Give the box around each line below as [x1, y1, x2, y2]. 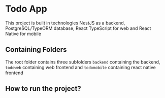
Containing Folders [5, 45, 67, 54]
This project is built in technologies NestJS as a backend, [5, 20, 125, 26]
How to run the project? [5, 84, 81, 93]
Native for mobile [5, 30, 42, 37]
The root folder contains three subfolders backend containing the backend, [5, 59, 160, 65]
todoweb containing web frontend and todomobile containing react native [5, 64, 156, 70]
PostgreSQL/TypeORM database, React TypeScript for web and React [5, 25, 151, 31]
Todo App [5, 3, 47, 15]
